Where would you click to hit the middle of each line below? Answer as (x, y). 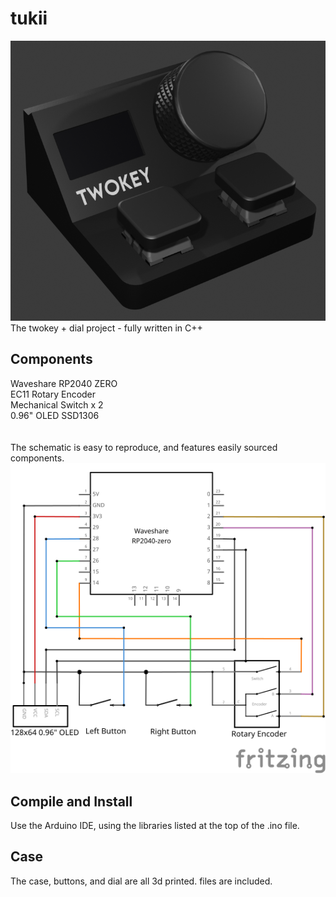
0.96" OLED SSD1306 (55, 415)
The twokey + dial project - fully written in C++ (106, 328)
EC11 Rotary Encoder (53, 394)
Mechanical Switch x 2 (57, 404)
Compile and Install (71, 801)
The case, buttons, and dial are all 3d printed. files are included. (141, 881)
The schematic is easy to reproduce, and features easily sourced (144, 447)
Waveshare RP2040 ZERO (64, 383)
